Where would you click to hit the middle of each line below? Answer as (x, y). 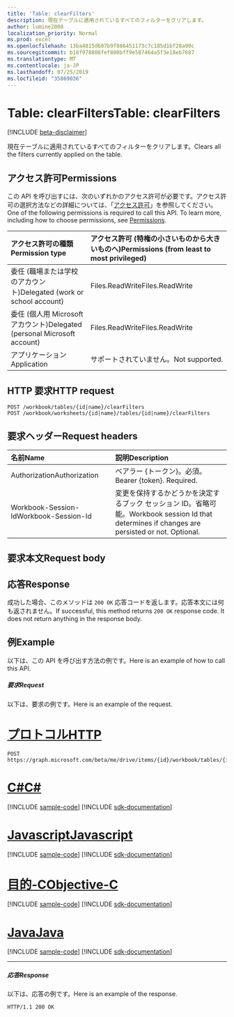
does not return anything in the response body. (75, 618)
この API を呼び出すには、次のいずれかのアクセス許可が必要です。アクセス (114, 197)
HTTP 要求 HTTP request (61, 391)
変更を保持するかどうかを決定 (164, 493)
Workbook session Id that (170, 514)
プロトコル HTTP (55, 734)
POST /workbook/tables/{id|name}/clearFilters (76, 407)
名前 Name (28, 457)
